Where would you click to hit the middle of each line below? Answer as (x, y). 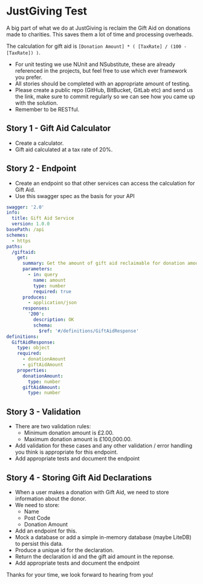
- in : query (43, 275)
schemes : (17, 235)
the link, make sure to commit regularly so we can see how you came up (105, 96)
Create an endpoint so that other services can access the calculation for (105, 183)
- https (21, 241)
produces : (34, 297)
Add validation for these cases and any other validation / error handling (104, 446)
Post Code (37, 518)
